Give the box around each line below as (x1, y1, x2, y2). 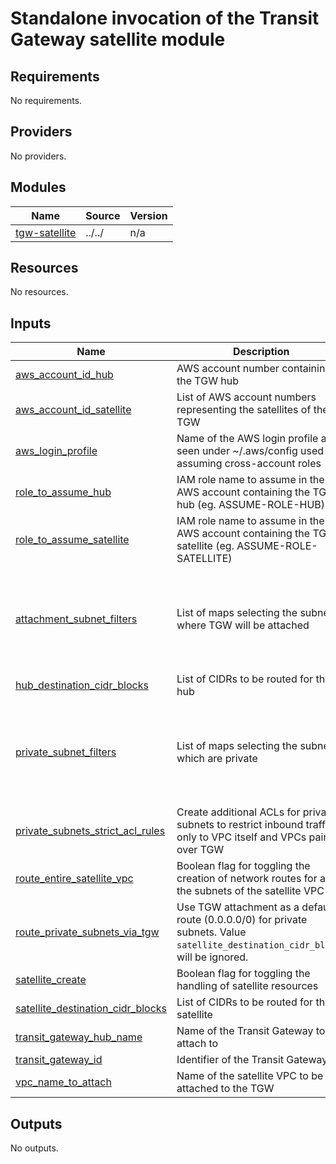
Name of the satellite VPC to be (176, 1069, 324, 1083)
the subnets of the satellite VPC (176, 884, 325, 898)
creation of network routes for (176, 872, 318, 886)
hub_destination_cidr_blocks (15, 678, 149, 692)
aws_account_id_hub (15, 368, 114, 382)
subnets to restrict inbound (176, 818, 304, 832)
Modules (10, 179, 67, 196)
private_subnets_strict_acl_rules (15, 824, 166, 838)
